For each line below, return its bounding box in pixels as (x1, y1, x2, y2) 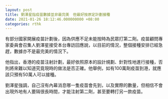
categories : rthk (5, 21, 41, 27)
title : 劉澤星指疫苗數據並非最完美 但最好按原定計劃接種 (5, 12, 110, 17)
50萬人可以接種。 (22, 71, 59, 78)
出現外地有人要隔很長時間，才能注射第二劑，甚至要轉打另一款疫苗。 (5, 88, 145, 94)
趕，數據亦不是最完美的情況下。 (5, 48, 71, 54)
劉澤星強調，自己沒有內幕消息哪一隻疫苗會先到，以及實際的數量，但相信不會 (5, 82, 163, 88)
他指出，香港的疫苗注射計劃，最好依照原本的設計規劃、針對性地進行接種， (5, 59, 158, 65)
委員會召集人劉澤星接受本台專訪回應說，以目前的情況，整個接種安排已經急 (9, 42, 163, 48)
